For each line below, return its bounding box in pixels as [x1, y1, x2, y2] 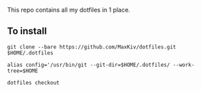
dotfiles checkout [7, 79, 60, 86]
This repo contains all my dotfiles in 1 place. [7, 6, 130, 14]
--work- [172, 61, 195, 68]
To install [7, 25, 47, 37]
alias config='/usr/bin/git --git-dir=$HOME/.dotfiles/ [7, 61, 170, 68]
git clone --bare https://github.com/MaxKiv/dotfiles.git [7, 44, 176, 50]
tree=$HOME [7, 67, 38, 74]
